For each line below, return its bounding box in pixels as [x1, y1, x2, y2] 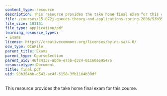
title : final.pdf [5, 67, 41, 72]
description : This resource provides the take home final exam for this [5, 12, 159, 17]
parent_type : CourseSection [5, 53, 64, 58]
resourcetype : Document [5, 62, 55, 67]
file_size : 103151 [5, 21, 43, 26]
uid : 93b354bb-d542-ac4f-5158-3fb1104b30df [5, 72, 97, 77]
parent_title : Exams [5, 48, 48, 53]
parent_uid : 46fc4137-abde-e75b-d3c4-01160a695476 [5, 58, 112, 63]
